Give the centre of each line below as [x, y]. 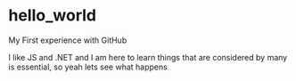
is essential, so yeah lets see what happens [88, 67]
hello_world [53, 16]
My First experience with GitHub [68, 40]
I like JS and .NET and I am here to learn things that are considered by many [148, 57]
